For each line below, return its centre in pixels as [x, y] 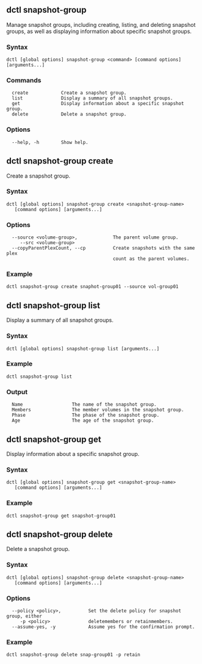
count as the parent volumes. [151, 259]
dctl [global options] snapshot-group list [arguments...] [83, 348]
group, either [24, 616]
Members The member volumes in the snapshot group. [98, 410]
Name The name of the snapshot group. [84, 405]
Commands [24, 81]
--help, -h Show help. [50, 142]
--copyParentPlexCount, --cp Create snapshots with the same [103, 248]
